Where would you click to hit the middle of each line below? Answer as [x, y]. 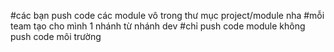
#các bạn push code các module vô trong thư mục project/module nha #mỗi [167, 15]
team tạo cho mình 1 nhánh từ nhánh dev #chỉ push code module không [158, 26]
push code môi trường [56, 36]
